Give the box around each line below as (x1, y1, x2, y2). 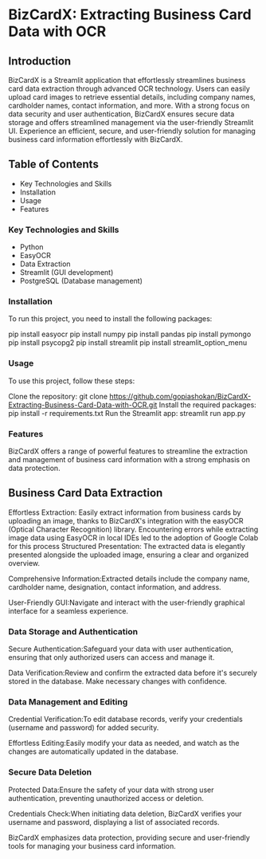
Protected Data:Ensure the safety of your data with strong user (8, 785, 214, 794)
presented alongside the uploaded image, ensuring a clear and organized (8, 550, 249, 559)
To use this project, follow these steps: (8, 376, 135, 386)
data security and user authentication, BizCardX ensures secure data (8, 109, 235, 119)
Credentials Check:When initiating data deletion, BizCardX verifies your (8, 809, 242, 818)
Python (19, 242, 44, 252)
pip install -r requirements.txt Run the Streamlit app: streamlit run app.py (8, 408, 246, 418)
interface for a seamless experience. (8, 606, 129, 615)
